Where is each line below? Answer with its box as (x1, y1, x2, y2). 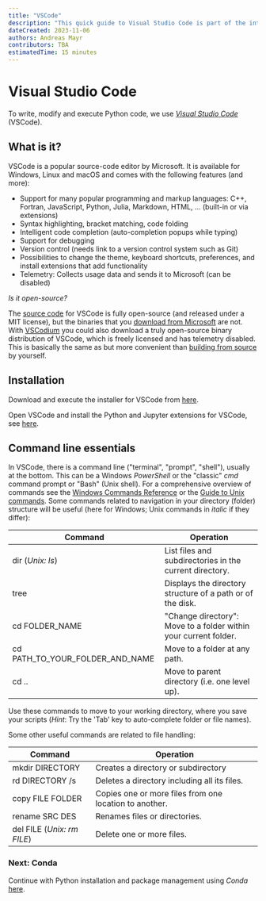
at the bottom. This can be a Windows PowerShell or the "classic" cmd (8, 471, 239, 481)
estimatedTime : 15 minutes (8, 48, 97, 56)
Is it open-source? (8, 293, 68, 302)
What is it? (8, 140, 62, 154)
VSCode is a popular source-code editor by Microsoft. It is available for (8, 161, 240, 171)
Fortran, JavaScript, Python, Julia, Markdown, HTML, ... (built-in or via (19, 201, 249, 211)
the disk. (164, 598, 196, 609)
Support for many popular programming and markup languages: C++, (19, 194, 247, 203)
